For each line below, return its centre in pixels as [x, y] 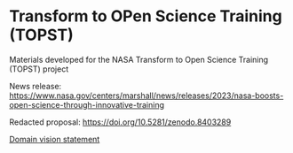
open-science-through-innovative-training [87, 104]
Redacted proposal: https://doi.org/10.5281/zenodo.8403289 [120, 122]
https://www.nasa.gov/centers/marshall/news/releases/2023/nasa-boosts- [146, 96]
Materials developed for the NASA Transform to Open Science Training [139, 59]
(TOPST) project [39, 69]
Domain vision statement [55, 139]
